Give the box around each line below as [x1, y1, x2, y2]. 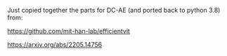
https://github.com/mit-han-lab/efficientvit [7, 27, 130, 35]
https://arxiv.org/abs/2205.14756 [7, 41, 103, 48]
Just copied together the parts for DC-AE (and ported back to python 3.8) [7, 6, 221, 14]
